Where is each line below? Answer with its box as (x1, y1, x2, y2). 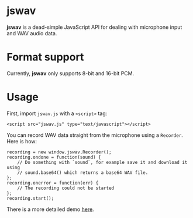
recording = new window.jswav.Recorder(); (6, 149, 112, 155)
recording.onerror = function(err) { (6, 180, 99, 186)
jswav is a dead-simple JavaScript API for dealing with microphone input (6, 24, 182, 31)
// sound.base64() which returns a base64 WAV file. (17, 169, 149, 176)
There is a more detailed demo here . (6, 206, 94, 213)
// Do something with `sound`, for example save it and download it (17, 159, 188, 165)
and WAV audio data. (6, 29, 57, 36)
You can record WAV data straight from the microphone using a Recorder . (6, 131, 183, 139)
